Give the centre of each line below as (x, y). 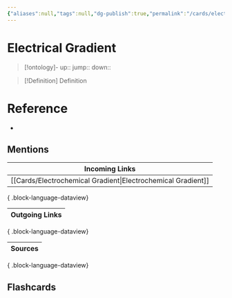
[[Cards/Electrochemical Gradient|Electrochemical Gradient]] (110, 181)
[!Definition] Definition (56, 80)
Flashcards (32, 287)
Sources (25, 249)
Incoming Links (110, 169)
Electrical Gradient (62, 47)
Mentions (28, 149)
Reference (37, 108)
